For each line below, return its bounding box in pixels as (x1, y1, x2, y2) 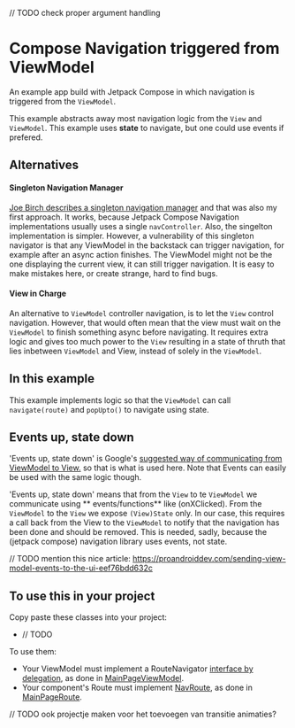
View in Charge (9, 288, 67, 299)
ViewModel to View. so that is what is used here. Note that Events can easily (9, 462, 287, 473)
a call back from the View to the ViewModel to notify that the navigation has (9, 517, 280, 528)
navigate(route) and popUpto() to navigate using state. (9, 404, 209, 414)
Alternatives (9, 158, 79, 173)
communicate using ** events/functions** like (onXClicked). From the (9, 499, 262, 509)
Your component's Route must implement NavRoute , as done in (21, 682, 253, 693)
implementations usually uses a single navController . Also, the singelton (9, 221, 273, 231)
